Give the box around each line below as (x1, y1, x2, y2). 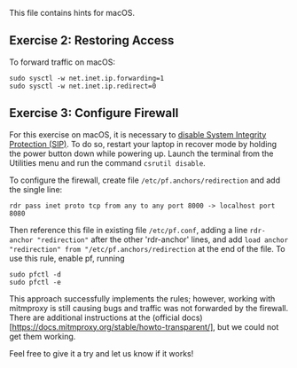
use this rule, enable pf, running (9, 253, 126, 263)
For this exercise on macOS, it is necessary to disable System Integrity (9, 129, 267, 140)
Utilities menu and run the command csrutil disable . (9, 157, 206, 168)
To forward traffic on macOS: (9, 57, 115, 67)
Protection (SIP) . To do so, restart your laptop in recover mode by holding (9, 138, 277, 149)
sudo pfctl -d (9, 270, 62, 278)
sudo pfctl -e (9, 278, 62, 286)
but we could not (216, 321, 279, 332)
